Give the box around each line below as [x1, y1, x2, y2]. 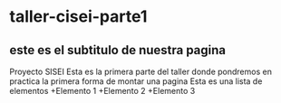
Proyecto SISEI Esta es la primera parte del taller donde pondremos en [9, 66, 272, 77]
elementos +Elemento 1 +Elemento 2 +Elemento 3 [9, 86, 196, 96]
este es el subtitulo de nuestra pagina [9, 42, 227, 58]
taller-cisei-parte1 [9, 6, 148, 27]
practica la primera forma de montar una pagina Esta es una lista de [9, 76, 263, 87]
